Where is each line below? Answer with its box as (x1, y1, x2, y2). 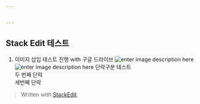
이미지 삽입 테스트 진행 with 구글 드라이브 (14, 56, 114, 63)
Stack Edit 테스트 (6, 38, 70, 49)
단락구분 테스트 (95, 63, 131, 70)
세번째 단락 (14, 78, 42, 86)
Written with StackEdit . (20, 91, 79, 98)
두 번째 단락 (14, 71, 43, 78)
